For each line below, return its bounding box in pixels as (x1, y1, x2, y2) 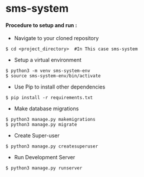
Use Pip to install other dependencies (14, 83, 106, 90)
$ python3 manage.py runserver (5, 165, 83, 171)
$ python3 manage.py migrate (5, 122, 77, 128)
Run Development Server (14, 154, 76, 161)
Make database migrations (14, 105, 79, 112)
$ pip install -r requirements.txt (5, 95, 93, 101)
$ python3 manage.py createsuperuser (5, 143, 99, 149)
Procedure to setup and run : (5, 21, 77, 28)
